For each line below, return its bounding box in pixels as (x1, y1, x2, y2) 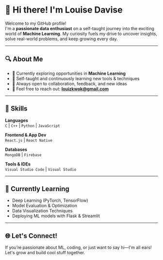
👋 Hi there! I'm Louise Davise (5, 4, 123, 16)
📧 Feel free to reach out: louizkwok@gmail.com (12, 86, 109, 92)
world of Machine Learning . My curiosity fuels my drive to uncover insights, (5, 31, 158, 36)
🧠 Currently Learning (5, 184, 69, 193)
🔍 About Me (5, 55, 43, 64)
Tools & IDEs (5, 161, 31, 167)
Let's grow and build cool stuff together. (5, 250, 85, 256)
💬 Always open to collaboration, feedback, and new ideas (12, 81, 127, 86)
